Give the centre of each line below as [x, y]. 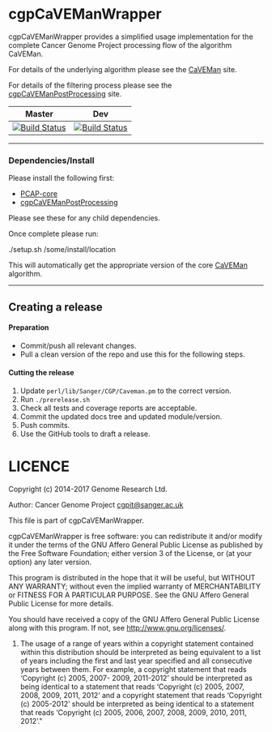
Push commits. [45, 426]
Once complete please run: [53, 234]
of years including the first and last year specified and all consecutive [136, 661]
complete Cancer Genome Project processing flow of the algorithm [120, 45]
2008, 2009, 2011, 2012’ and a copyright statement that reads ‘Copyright [141, 695]
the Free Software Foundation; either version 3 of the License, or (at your [130, 553]
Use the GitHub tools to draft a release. [85, 434]
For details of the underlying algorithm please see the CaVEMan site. [123, 69]
